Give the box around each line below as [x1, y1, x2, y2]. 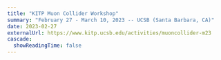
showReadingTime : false [13, 42, 81, 49]
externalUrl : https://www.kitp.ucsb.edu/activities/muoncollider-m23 [7, 29, 212, 37]
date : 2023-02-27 [7, 23, 57, 30]
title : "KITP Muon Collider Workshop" [7, 10, 119, 17]
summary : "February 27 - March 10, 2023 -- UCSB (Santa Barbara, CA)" [7, 17, 215, 23]
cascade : [7, 36, 32, 43]
